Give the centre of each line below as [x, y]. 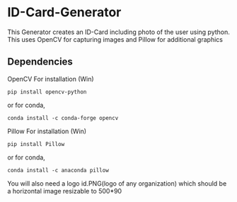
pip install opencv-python [47, 92]
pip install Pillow [36, 144]
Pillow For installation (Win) [47, 131]
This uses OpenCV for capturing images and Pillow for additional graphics [115, 39]
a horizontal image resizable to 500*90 [65, 191]
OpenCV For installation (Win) [51, 79]
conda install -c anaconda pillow [58, 170]
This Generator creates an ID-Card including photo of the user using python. [118, 32]
